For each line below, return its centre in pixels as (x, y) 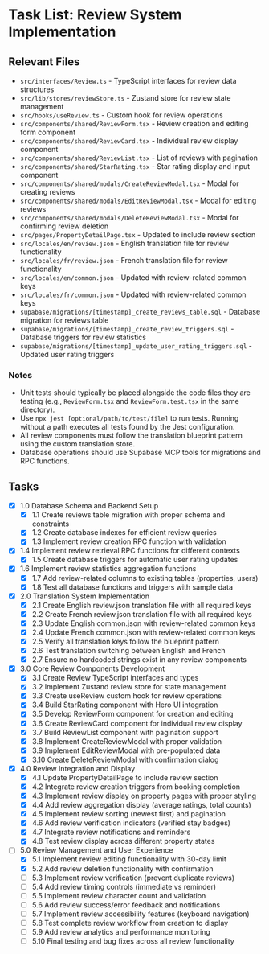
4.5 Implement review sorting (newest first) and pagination (129, 814)
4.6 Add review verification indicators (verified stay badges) (131, 823)
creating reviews (47, 192)
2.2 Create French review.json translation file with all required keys (142, 614)
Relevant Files (44, 62)
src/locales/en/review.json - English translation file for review (124, 243)
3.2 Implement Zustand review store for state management (129, 687)
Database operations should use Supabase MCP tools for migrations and (140, 453)
